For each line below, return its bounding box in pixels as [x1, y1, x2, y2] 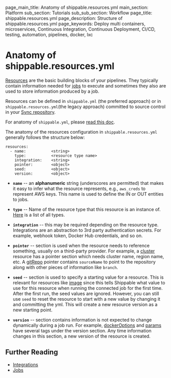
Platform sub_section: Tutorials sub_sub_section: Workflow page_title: [5, 10, 153, 16]
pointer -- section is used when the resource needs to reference [12, 242, 150, 248]
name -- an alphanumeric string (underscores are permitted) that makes [12, 180, 164, 186]
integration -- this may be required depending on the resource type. [12, 221, 159, 227]
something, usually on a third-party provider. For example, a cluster [12, 248, 155, 254]
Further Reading [5, 348, 58, 356]
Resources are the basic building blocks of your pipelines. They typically [5, 77, 159, 83]
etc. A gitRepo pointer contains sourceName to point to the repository [12, 259, 156, 265]
